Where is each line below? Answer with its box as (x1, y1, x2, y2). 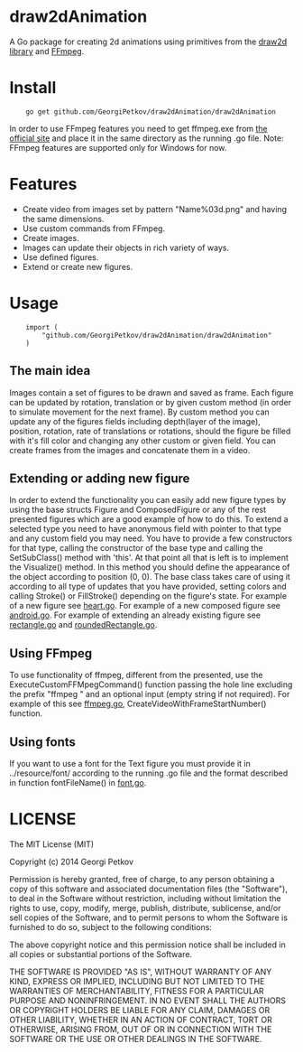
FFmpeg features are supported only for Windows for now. (9, 142, 227, 153)
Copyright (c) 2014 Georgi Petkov (9, 856, 133, 867)
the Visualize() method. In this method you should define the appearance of (9, 562, 290, 573)
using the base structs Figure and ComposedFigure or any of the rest (9, 504, 267, 516)
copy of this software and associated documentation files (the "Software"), (9, 883, 289, 894)
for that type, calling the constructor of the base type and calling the (9, 543, 263, 554)
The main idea (9, 363, 91, 378)
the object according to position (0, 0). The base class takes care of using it (9, 572, 290, 582)
